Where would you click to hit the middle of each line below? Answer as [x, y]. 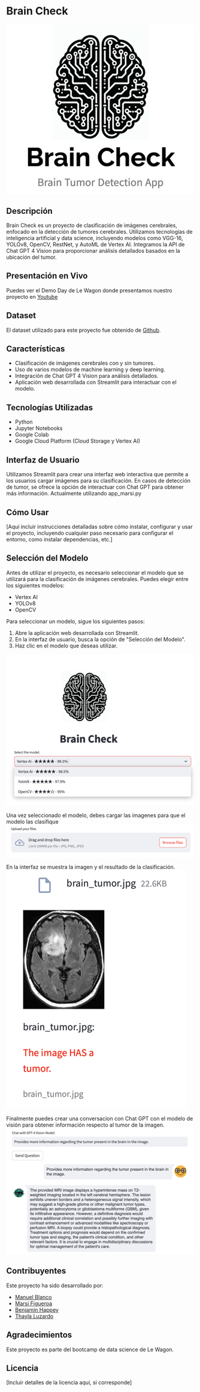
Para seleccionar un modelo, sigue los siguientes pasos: [75, 621]
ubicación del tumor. [31, 257]
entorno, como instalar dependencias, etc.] [59, 539]
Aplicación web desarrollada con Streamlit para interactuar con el [96, 382]
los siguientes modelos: [35, 585]
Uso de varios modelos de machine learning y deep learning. [90, 370]
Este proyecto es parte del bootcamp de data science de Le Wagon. [90, 1349]
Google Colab [32, 435]
